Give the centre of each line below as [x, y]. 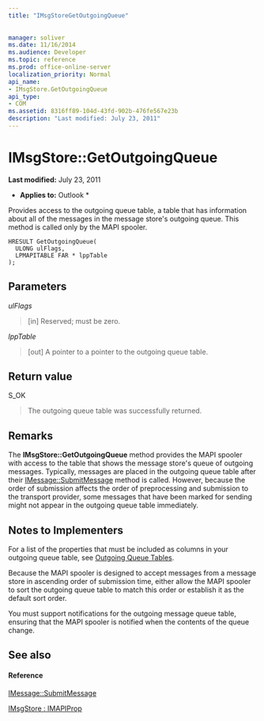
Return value [40, 377]
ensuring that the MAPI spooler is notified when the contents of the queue [129, 622]
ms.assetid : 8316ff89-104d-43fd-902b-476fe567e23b [93, 112]
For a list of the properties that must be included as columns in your [119, 549]
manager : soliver [37, 38]
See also [30, 655]
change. [22, 631]
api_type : [25, 97]
